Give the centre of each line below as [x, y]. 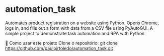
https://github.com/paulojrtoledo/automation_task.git [59, 48]
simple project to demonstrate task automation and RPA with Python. [75, 33]
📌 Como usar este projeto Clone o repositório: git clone [61, 43]
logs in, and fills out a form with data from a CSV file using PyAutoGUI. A [79, 28]
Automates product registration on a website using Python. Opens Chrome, [82, 23]
